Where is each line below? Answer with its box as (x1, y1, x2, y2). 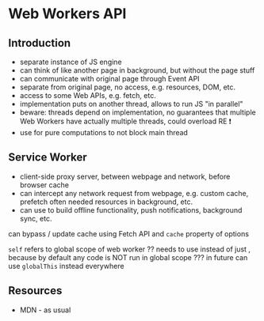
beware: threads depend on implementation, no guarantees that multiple (19, 108, 256, 117)
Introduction (8, 36, 71, 50)
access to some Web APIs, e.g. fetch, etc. (19, 91, 156, 100)
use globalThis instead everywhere (8, 261, 124, 270)
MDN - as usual (19, 305, 71, 315)
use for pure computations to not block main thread (19, 128, 189, 137)
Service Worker (8, 151, 87, 164)
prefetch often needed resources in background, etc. (19, 197, 193, 206)
